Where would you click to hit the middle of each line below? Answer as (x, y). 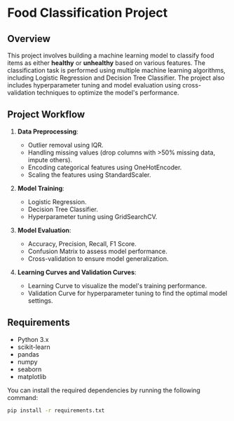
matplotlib (32, 376)
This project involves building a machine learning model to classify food (111, 55)
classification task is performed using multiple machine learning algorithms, (116, 70)
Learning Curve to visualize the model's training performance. (117, 285)
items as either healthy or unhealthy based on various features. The (106, 63)
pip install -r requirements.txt (56, 411)
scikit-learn (34, 347)
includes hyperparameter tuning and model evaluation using (94, 85)
